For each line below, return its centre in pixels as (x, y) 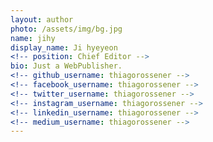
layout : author (42, 19)
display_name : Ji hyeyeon (64, 47)
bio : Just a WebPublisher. (66, 66)
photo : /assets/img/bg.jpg (66, 29)
